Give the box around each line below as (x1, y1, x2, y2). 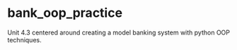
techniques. (7, 35, 42, 44)
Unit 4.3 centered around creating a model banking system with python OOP (7, 28, 230, 37)
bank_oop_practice (7, 5, 122, 21)
